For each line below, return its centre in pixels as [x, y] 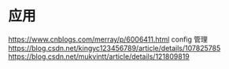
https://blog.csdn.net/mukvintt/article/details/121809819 [99, 56]
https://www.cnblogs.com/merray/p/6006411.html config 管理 [108, 39]
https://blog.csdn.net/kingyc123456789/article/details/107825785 [114, 48]
